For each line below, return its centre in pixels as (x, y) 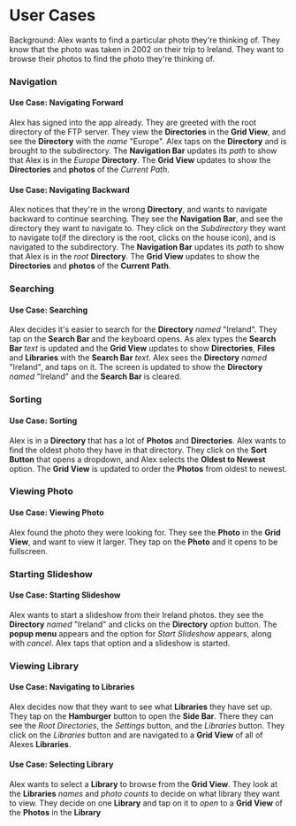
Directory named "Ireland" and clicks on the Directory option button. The (143, 624)
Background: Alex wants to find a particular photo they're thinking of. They (145, 40)
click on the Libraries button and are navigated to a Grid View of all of (136, 735)
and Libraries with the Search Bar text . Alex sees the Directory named (138, 358)
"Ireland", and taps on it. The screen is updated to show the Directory (136, 367)
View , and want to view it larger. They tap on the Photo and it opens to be (144, 542)
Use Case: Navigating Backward (69, 189)
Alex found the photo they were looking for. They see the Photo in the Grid (145, 532)
